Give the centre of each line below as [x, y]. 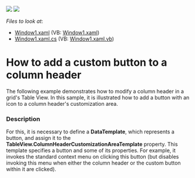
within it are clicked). [31, 169]
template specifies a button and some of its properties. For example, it [91, 150]
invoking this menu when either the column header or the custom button [93, 163]
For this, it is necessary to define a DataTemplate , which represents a [90, 132]
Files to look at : [25, 21]
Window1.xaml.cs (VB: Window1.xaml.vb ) [64, 39]
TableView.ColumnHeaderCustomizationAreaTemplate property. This [92, 145]
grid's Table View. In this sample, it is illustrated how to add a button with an [98, 98]
